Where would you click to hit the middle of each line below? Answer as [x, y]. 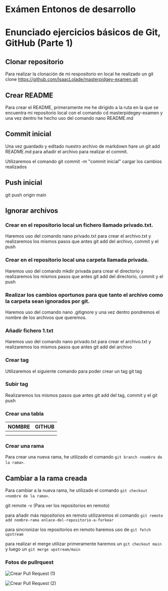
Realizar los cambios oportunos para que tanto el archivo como [84, 295]
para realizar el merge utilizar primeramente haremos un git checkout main [83, 544]
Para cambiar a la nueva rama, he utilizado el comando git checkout [76, 490]
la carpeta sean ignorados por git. [47, 301]
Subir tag [17, 384]
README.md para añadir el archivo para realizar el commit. [67, 151]
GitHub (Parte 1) [39, 43]
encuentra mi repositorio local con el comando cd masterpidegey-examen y [84, 113]
